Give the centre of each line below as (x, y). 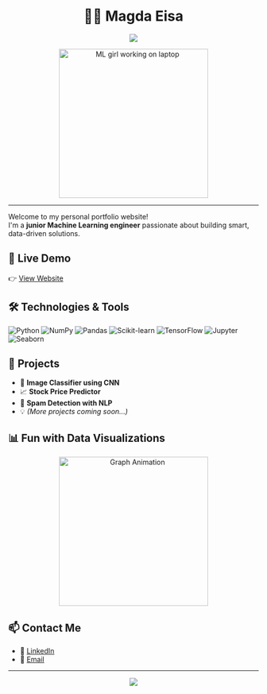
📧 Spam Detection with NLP (66, 403)
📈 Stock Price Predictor (60, 392)
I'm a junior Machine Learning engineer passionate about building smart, (129, 225)
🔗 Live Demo (40, 259)
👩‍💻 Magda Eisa (133, 16)
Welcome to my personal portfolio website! (78, 216)
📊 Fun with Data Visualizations (87, 438)
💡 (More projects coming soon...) (74, 412)
